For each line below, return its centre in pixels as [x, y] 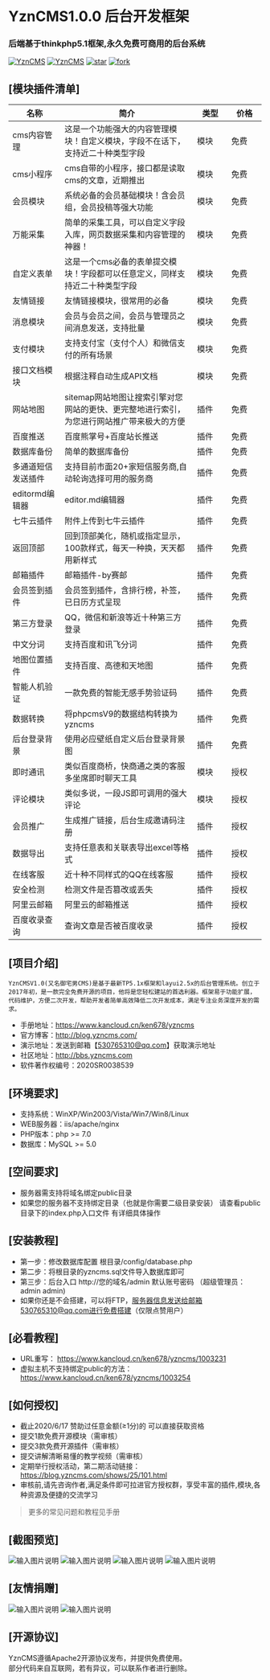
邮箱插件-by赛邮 [96, 576]
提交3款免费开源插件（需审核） [72, 1446]
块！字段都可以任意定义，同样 [121, 274]
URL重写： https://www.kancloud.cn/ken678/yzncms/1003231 [123, 1358]
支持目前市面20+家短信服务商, [121, 467]
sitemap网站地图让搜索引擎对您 [123, 397]
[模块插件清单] [44, 89]
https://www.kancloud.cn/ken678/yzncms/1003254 [105, 1378]
